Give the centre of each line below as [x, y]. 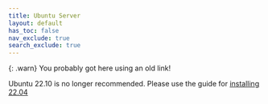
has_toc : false [34, 30]
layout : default [35, 23]
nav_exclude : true [39, 38]
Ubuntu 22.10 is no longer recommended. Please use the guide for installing [134, 84]
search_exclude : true [45, 46]
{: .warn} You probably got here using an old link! [90, 68]
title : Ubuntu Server [45, 16]
